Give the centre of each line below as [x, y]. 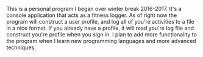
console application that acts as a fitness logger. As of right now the [92, 15]
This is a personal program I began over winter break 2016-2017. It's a [94, 9]
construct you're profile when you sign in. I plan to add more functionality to [101, 35]
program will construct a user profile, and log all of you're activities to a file [101, 22]
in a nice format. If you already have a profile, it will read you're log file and [100, 28]
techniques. [21, 47]
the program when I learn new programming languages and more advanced [101, 41]
